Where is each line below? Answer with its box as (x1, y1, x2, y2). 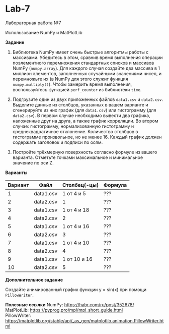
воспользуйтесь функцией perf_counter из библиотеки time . (12, 86, 142, 92)
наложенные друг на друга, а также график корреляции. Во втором (12, 118, 158, 124)
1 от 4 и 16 (62, 222, 90, 230)
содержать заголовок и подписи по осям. (12, 139, 103, 145)
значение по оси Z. (12, 159, 54, 165)
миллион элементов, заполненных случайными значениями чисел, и (12, 70, 162, 76)
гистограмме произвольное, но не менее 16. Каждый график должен (12, 134, 162, 140)
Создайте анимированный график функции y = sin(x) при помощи (5, 286, 147, 293)
